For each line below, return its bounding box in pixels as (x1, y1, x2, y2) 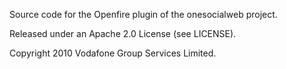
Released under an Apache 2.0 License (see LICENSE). (9, 28, 237, 39)
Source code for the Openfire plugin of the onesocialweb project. (9, 9, 278, 20)
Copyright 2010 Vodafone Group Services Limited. (9, 47, 217, 59)
